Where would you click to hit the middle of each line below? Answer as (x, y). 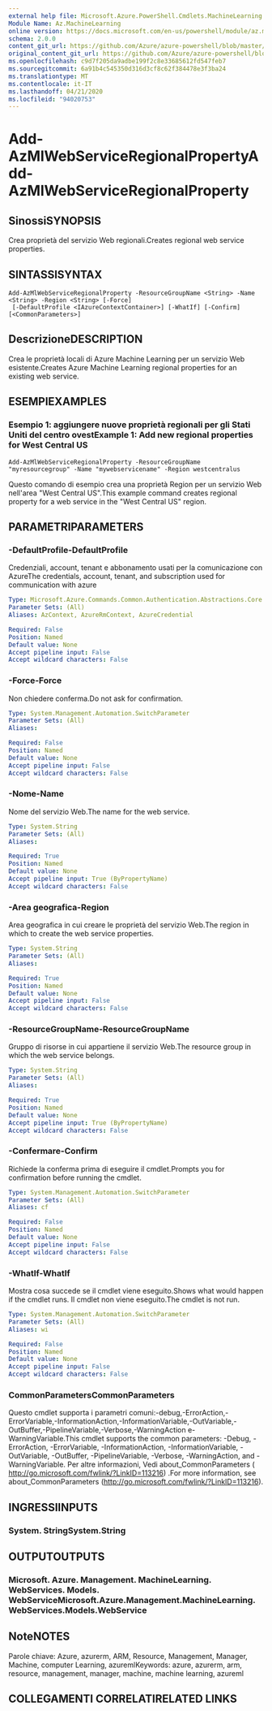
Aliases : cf (28, 1208)
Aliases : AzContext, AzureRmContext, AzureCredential (101, 615)
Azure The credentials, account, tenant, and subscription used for (117, 577)
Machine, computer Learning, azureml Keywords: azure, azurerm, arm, (125, 1665)
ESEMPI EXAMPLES (57, 402)
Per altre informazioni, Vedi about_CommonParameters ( (161, 1465)
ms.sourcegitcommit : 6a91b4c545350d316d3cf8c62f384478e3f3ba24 (117, 69)
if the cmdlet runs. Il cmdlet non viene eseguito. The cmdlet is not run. (124, 1299)
